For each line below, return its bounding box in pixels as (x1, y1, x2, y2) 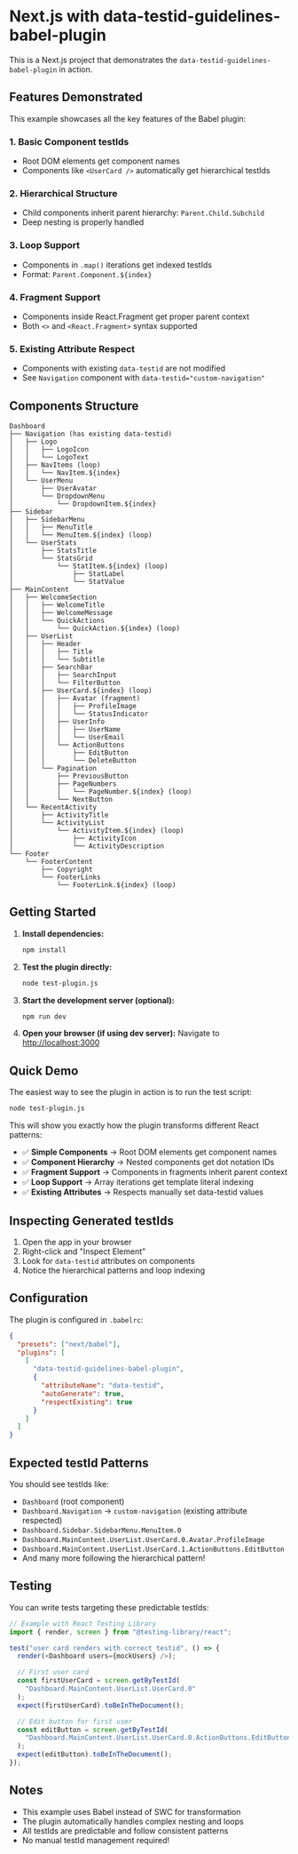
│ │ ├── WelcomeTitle (9, 601, 105, 610)
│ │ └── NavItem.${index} (9, 468, 122, 477)
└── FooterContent (25, 858, 93, 867)
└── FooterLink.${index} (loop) (56, 881, 176, 890)
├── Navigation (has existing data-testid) (9, 429, 173, 439)
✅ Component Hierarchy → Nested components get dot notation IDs (21, 1157, 275, 1168)
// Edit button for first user (17, 1717, 133, 1726)
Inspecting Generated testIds (9, 1213, 175, 1228)
